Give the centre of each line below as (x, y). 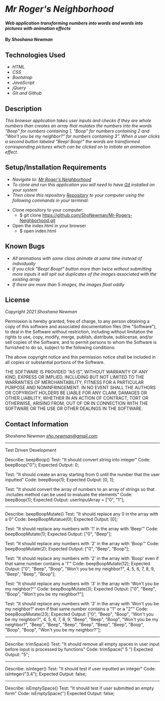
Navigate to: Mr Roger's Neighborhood (52, 179)
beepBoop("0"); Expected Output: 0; (42, 465)
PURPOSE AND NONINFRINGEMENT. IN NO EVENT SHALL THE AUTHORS (81, 388)
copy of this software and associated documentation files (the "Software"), (81, 327)
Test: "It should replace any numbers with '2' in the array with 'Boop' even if (82, 558)
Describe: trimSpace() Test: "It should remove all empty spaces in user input (82, 644)
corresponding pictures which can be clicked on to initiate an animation (78, 147)
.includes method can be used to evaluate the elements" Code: (69, 495)
